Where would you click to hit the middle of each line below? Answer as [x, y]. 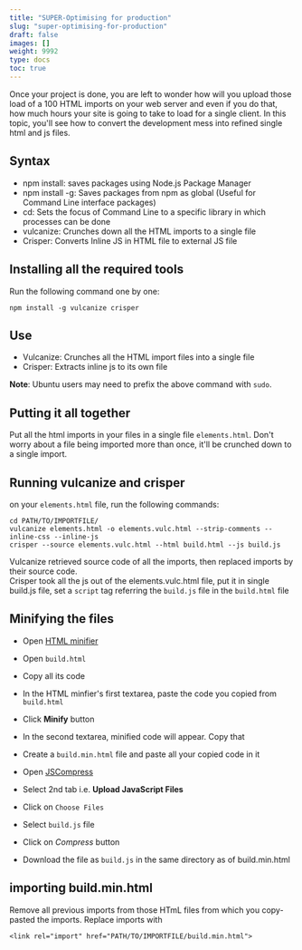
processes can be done [66, 221]
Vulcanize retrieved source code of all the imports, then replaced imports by [151, 561]
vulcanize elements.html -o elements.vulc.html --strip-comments [135, 528]
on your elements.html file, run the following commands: [114, 504]
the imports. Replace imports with [100, 919]
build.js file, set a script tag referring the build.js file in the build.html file [149, 590]
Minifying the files [62, 619]
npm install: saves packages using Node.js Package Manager [137, 183]
